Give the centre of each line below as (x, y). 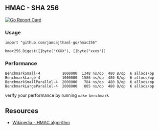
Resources (22, 111)
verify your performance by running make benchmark (57, 95)
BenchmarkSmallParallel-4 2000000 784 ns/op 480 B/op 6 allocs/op (79, 82)
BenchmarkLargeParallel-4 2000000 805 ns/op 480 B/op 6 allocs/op (79, 87)
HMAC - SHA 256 (32, 8)
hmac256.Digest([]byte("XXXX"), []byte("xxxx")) (56, 51)
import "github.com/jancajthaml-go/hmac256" (51, 43)
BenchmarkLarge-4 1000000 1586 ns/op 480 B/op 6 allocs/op (79, 78)
